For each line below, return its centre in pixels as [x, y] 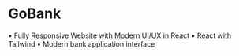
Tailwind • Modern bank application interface [82, 43]
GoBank [35, 14]
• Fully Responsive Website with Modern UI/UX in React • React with [120, 35]
